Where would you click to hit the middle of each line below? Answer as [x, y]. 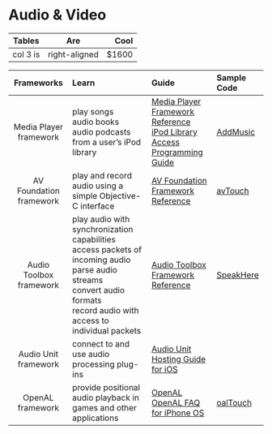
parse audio [95, 269]
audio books [96, 122]
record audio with [106, 310]
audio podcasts [102, 131]
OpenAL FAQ [176, 402]
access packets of [107, 249]
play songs [93, 111]
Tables [26, 41]
